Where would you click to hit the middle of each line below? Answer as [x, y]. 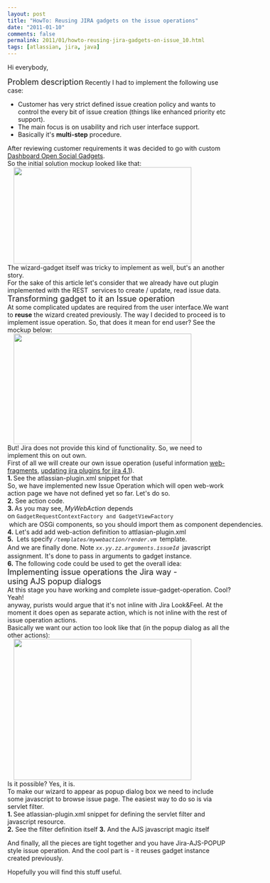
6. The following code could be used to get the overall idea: [94, 563]
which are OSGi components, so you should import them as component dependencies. [136, 524]
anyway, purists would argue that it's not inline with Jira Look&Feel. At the [115, 605]
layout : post [27, 14]
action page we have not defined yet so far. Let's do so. [89, 493]
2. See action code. [36, 501]
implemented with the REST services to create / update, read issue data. [114, 290]
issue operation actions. [43, 620]
